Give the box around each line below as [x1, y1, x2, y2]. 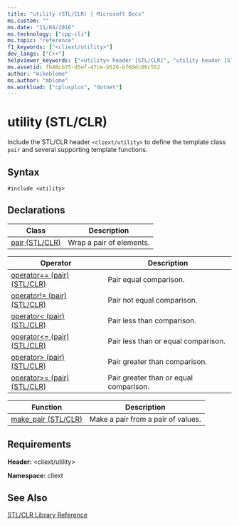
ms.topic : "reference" [7, 37, 75, 44]
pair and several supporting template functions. [7, 146, 148, 154]
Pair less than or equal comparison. [107, 336, 226, 346]
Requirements [7, 438, 71, 450]
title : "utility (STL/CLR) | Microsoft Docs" [7, 10, 144, 18]
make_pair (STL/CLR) [11, 414, 83, 424]
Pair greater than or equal [107, 373, 193, 383]
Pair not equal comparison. [107, 295, 198, 305]
